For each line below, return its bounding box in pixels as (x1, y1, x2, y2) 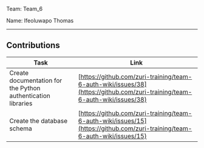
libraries (9, 99, 33, 107)
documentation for (9, 76, 63, 85)
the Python (9, 83, 41, 92)
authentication (9, 91, 50, 100)
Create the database (9, 116, 68, 125)
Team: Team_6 (6, 5, 43, 12)
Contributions (6, 40, 60, 51)
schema (9, 124, 32, 133)
